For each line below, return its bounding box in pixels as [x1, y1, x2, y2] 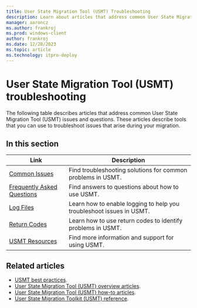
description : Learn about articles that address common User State [6, 14, 175, 20]
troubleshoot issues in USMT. [68, 207, 150, 215]
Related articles [6, 260, 64, 270]
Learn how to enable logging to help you [68, 200, 180, 208]
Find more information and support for [68, 233, 174, 242]
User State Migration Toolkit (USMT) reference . [14, 295, 129, 302]
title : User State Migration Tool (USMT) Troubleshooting [6, 8, 151, 15]
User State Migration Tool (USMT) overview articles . [14, 283, 141, 290]
